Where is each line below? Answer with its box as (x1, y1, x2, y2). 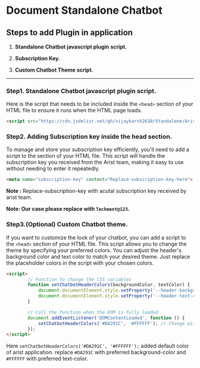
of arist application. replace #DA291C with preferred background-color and (6, 349, 186, 356)
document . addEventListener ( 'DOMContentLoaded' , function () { (27, 315, 185, 321)
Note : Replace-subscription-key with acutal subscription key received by (6, 188, 187, 195)
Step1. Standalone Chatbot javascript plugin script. (6, 87, 157, 95)
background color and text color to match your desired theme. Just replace (6, 253, 190, 260)
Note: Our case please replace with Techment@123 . (6, 206, 130, 213)
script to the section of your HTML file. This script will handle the (6, 152, 165, 160)
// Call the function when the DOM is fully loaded (27, 309, 159, 315)
